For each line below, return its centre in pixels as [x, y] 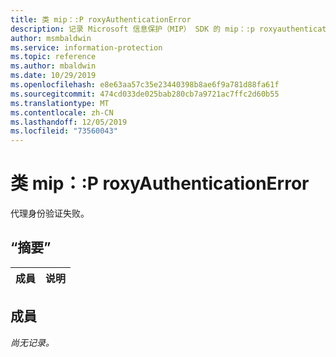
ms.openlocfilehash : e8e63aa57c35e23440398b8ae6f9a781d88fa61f [145, 85]
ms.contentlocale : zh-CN [62, 112]
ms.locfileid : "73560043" [64, 131]
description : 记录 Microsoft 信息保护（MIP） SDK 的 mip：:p [132, 29]
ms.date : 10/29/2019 [53, 76]
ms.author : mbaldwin [53, 66]
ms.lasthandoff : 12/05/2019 [69, 122]
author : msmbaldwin [51, 38]
